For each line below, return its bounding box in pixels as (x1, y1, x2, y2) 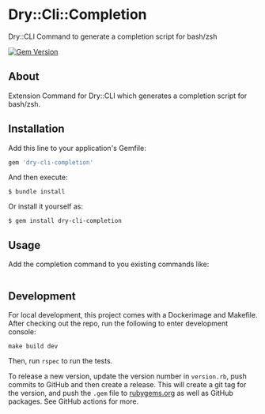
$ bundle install (8, 188, 66, 196)
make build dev (8, 342, 59, 351)
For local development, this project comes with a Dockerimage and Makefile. (8, 310, 258, 320)
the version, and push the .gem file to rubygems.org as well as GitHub (8, 389, 233, 398)
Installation (8, 122, 65, 136)
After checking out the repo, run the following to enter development (8, 318, 229, 329)
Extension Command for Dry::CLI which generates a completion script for (8, 91, 248, 100)
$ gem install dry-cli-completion (8, 217, 123, 225)
